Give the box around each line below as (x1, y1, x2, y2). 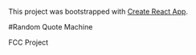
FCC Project (8, 37, 49, 47)
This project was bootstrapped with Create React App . (8, 7, 189, 16)
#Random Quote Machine (8, 22, 93, 31)
